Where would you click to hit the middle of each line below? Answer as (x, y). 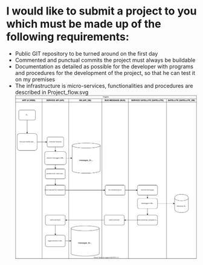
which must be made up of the (84, 24)
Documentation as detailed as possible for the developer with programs (104, 66)
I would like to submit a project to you (101, 11)
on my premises (35, 79)
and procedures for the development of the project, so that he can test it (105, 73)
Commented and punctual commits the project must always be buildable (105, 60)
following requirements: (68, 37)
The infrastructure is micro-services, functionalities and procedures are (104, 85)
